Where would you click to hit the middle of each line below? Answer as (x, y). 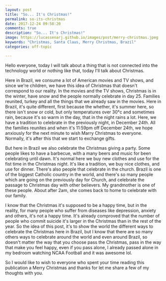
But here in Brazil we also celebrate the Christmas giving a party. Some (78, 148)
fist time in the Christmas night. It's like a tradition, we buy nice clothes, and (83, 164)
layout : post (19, 10)
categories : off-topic (28, 47)
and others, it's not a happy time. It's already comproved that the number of (83, 216)
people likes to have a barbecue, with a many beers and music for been (78, 153)
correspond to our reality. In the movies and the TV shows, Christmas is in (81, 91)
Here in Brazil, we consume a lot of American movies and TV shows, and (79, 80)
